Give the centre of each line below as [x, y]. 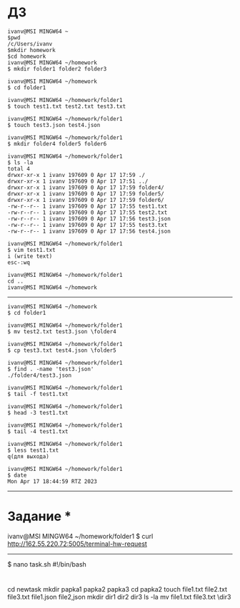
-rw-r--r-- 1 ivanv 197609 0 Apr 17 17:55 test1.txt [87, 206]
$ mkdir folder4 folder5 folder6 [57, 143]
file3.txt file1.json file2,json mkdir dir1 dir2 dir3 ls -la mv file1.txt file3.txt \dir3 [119, 597]
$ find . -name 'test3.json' [51, 369]
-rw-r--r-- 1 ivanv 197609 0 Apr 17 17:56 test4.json [89, 231]
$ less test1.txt [33, 450]
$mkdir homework [31, 50]
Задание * [39, 516]
